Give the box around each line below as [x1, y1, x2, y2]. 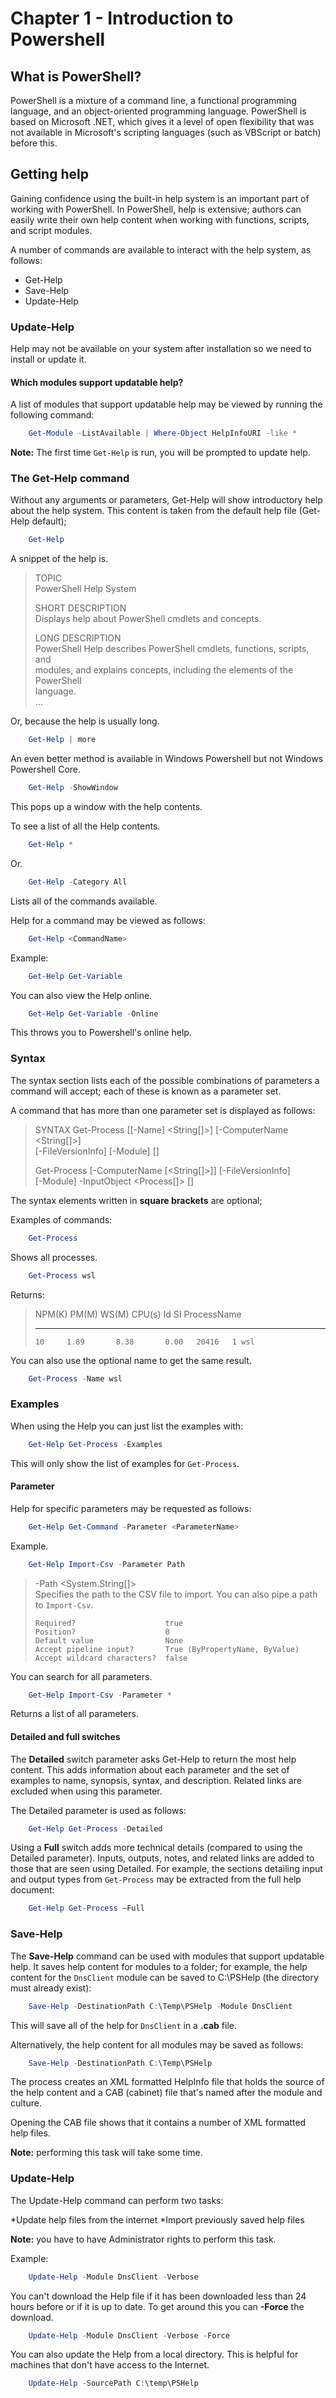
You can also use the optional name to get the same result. [10, 1354, 252, 1366]
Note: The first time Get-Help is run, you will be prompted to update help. [10, 447, 311, 459]
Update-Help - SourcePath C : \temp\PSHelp [28, 2378, 199, 2389]
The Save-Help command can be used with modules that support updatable [10, 1950, 325, 1962]
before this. [10, 137, 58, 149]
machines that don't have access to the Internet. [10, 2359, 210, 2371]
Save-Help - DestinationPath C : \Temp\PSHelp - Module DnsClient [28, 2001, 293, 2011]
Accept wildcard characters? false [34, 1653, 188, 1663]
